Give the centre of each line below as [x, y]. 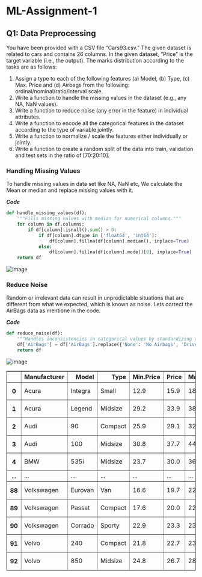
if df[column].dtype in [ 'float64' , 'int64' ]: [98, 235]
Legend [81, 409]
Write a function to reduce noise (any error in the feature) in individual [101, 110]
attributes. [28, 117]
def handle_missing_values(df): [47, 213]
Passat [80, 508]
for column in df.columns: [51, 224]
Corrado [82, 525]
